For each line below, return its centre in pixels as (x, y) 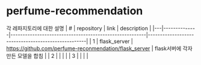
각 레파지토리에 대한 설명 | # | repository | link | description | (79, 28)
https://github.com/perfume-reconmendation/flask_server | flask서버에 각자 (99, 48)
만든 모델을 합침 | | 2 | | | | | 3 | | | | (47, 55)
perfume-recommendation (75, 11)
